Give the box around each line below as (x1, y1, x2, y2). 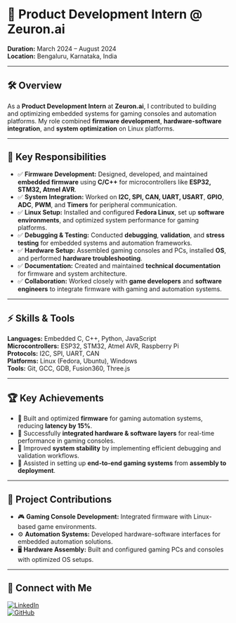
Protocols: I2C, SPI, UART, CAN (7, 349, 100, 358)
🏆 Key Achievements (7, 392, 104, 404)
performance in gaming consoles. (17, 436, 116, 445)
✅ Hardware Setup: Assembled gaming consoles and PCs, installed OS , (17, 246, 227, 255)
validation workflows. (17, 452, 79, 460)
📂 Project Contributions (7, 493, 112, 505)
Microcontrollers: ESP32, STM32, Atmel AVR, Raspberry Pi (7, 342, 179, 350)
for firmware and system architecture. (17, 269, 128, 278)
